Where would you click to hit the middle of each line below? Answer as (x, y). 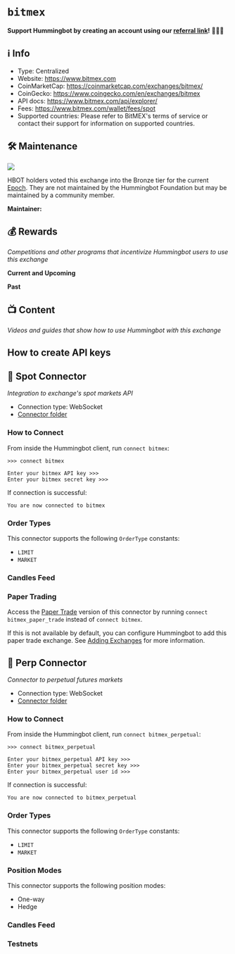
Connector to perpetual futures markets (65, 680)
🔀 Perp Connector (47, 663)
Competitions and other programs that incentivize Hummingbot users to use (118, 252)
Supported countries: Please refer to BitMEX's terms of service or (113, 115)
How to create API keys (59, 352)
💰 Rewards (32, 231)
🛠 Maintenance (43, 146)
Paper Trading (32, 596)
